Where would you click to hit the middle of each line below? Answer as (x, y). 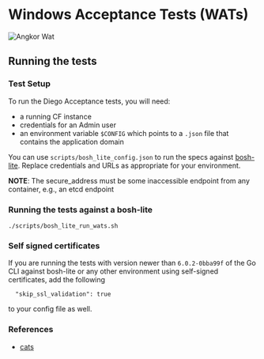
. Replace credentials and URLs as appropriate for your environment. (129, 165)
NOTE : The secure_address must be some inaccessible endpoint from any (129, 180)
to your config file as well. (50, 309)
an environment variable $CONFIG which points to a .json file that (124, 133)
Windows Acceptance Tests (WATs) (128, 15)
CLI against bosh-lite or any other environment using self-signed (113, 271)
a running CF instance (56, 116)
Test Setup (30, 84)
